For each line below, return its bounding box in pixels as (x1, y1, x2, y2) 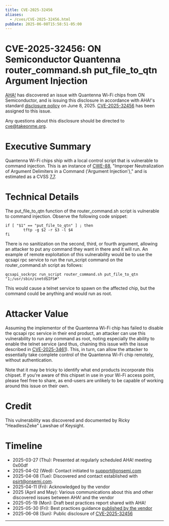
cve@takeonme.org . (5, 123, 47, 129)
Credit (5, 400, 32, 412)
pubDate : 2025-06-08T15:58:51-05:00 (5, 21, 82, 27)
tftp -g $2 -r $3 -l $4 (23, 227, 73, 232)
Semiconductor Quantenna (5, 54, 121, 66)
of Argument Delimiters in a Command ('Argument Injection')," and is (5, 168, 147, 174)
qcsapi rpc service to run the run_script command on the (5, 257, 123, 263)
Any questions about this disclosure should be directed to (5, 118, 125, 124)
